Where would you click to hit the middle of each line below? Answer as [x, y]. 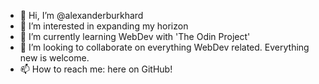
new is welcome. [54, 58]
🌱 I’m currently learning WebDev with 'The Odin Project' [135, 36]
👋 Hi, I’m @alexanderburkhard [81, 15]
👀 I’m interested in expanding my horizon [104, 26]
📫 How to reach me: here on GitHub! [96, 69]
